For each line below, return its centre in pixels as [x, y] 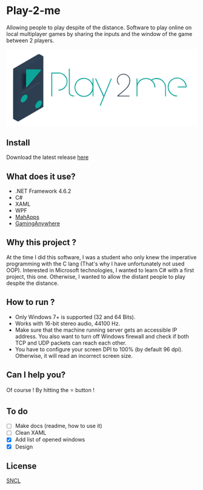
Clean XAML [31, 433]
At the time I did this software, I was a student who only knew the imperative [101, 257]
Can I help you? [36, 375]
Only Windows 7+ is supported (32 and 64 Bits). [75, 317]
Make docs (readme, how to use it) [58, 426]
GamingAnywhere [38, 223]
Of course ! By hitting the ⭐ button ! [51, 390]
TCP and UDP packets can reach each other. [71, 343]
